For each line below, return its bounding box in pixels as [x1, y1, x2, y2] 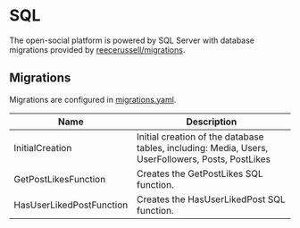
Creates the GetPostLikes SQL [137, 167, 263, 180]
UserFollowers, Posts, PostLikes [137, 153, 271, 165]
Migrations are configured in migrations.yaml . [9, 94, 177, 105]
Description [186, 115, 237, 128]
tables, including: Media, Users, [137, 141, 269, 154]
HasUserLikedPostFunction [13, 198, 129, 211]
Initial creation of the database [137, 131, 264, 143]
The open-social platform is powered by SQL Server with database [9, 35, 254, 46]
